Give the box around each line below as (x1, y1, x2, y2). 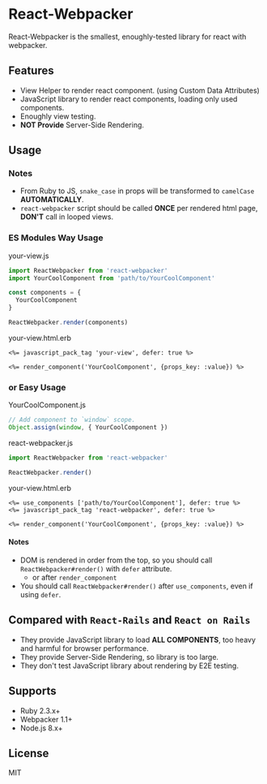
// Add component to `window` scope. (8, 416, 136, 424)
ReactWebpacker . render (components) (8, 318, 129, 327)
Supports (8, 684, 57, 698)
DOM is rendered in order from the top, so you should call (19, 555, 213, 565)
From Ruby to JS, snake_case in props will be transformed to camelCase (19, 186, 255, 196)
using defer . (19, 589, 61, 599)
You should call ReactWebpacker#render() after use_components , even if (19, 581, 253, 591)
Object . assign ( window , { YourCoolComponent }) (8, 424, 168, 432)
